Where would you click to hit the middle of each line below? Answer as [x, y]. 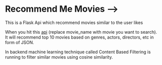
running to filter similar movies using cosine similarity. [59, 57]
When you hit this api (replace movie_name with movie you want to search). [81, 32]
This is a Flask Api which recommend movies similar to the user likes [74, 22]
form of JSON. [20, 42]
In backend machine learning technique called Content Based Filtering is [78, 52]
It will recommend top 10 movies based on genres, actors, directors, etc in [80, 37]
